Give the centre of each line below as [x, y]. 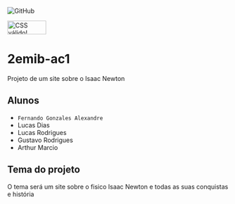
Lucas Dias [34, 125]
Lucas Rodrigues [42, 132]
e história [21, 194]
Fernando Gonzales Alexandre [60, 118]
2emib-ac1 [39, 59]
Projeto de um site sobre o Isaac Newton [66, 78]
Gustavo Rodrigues [45, 140]
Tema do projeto [44, 170]
